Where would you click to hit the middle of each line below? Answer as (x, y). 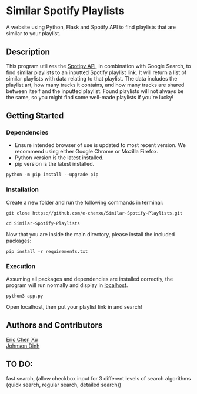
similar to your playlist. (33, 33)
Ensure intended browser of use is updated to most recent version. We (100, 145)
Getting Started (35, 116)
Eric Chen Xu (22, 339)
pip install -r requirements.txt (47, 251)
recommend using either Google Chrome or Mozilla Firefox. (86, 152)
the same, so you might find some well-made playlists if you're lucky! (90, 97)
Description (28, 52)
